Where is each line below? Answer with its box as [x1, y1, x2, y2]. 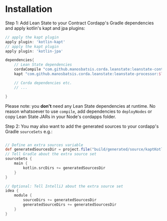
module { [14, 193, 32, 198]
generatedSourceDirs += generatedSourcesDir [23, 202, 117, 207]
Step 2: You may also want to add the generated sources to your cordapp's [5, 123, 159, 129]
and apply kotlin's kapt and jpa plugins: [5, 25, 85, 31]
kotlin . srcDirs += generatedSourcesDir [23, 165, 106, 170]
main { [14, 161, 28, 166]
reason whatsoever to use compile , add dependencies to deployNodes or [5, 108, 153, 114]
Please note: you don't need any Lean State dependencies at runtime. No [5, 103, 156, 109]
